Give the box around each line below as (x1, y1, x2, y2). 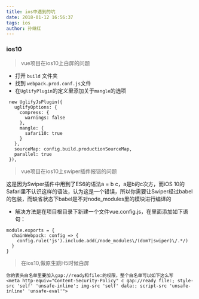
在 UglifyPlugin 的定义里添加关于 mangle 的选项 (14, 87, 127, 94)
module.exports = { (6, 227, 55, 233)
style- (177, 278, 194, 283)
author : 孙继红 (6, 25, 41, 32)
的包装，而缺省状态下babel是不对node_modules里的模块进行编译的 (6, 195, 172, 202)
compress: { (19, 109, 50, 115)
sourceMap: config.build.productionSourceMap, (14, 146, 133, 152)
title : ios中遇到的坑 (6, 8, 56, 15)
